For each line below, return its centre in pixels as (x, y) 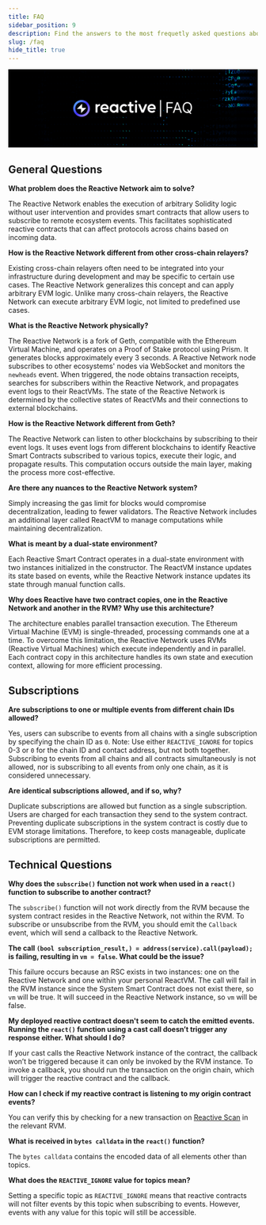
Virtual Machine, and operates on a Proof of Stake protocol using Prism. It (129, 349)
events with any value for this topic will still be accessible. (102, 1212)
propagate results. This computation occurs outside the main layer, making (130, 464)
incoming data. (32, 238)
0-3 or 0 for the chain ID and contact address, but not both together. (119, 750)
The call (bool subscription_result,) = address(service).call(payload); (131, 948)
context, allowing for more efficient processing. (85, 666)
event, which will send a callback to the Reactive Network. (103, 933)
